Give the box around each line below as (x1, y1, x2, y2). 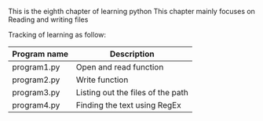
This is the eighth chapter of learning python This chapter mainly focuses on (8, 7, 255, 16)
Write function (75, 74, 129, 85)
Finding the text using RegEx (75, 100, 182, 110)
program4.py (12, 100, 60, 110)
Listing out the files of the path (75, 87, 188, 98)
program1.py (12, 62, 60, 73)
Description (109, 48, 155, 59)
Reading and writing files (8, 15, 89, 24)
